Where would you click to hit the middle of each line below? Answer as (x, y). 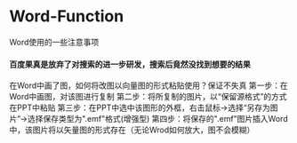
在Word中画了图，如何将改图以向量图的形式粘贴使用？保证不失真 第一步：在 (149, 85)
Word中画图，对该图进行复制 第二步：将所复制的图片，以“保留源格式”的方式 (148, 97)
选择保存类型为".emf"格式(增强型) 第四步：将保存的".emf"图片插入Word (157, 119)
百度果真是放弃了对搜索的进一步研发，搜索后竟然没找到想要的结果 (130, 64)
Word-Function (67, 16)
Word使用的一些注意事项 (54, 42)
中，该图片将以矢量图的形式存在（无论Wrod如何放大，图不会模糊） (132, 130)
